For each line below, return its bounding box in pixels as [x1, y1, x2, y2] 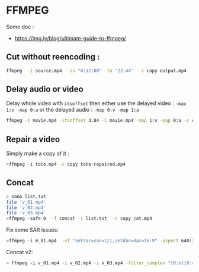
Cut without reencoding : [6, 52, 100, 62]
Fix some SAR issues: [6, 226, 59, 233]
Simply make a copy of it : [6, 150, 69, 157]
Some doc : [6, 23, 34, 30]
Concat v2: [6, 249, 33, 256]
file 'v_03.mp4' [6, 210, 46, 216]
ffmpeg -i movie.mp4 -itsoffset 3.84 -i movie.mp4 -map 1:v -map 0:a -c [6, 118, 190, 124]
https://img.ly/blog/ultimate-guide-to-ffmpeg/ [14, 34, 126, 42]
